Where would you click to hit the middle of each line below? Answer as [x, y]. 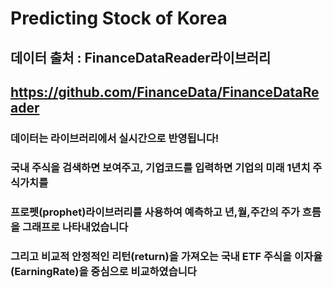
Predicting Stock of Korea [119, 18]
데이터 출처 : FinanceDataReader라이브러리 [141, 57]
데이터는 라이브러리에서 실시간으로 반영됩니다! [115, 138]
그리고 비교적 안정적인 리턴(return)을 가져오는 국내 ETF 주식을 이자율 [166, 256]
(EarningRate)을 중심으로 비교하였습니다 [103, 271]
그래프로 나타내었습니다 [75, 227]
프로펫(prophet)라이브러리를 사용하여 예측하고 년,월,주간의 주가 [155, 212]
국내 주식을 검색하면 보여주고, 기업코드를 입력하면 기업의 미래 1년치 [160, 167]
